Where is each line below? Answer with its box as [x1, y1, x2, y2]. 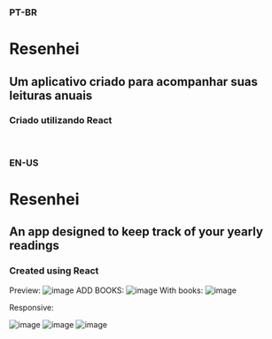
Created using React [9, 265, 99, 277]
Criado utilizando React [9, 114, 113, 127]
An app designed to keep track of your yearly [9, 224, 264, 240]
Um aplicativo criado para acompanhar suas [9, 73, 259, 89]
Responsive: [9, 302, 55, 312]
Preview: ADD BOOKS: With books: [9, 285, 204, 296]
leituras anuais [9, 88, 93, 103]
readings [9, 238, 59, 253]
